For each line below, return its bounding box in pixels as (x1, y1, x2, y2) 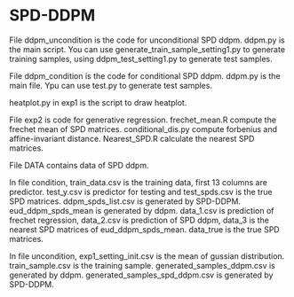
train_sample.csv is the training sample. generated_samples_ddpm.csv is (9, 260, 275, 270)
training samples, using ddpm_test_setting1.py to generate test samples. (9, 53, 273, 64)
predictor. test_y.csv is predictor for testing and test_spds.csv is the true (9, 186, 273, 197)
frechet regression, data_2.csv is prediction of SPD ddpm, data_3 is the (9, 215, 269, 225)
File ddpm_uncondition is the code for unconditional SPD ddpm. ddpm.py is (9, 35, 286, 45)
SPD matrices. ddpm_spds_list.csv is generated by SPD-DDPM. (9, 196, 242, 207)
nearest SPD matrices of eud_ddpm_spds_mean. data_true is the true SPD (9, 223, 280, 235)
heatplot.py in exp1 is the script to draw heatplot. (9, 97, 187, 107)
